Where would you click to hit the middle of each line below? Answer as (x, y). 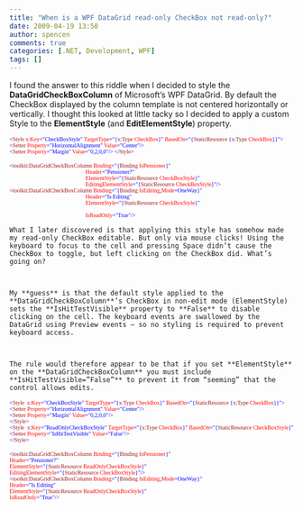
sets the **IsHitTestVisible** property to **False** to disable (134, 309)
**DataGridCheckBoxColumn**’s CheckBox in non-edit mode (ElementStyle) (149, 301)
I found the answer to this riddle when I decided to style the (120, 85)
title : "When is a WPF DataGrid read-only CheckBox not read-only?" (141, 18)
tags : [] (26, 59)
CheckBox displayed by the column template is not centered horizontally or (149, 104)
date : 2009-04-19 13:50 (54, 26)
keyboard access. (42, 332)
